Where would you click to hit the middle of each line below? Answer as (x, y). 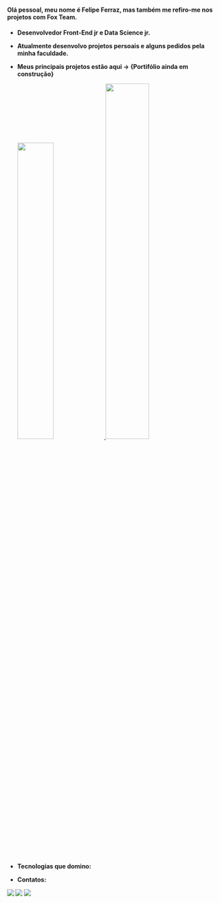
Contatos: (32, 880)
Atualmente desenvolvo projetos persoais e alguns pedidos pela (111, 46)
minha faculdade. (43, 53)
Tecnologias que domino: (54, 866)
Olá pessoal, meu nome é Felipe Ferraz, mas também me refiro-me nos (110, 10)
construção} (35, 74)
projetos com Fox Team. (42, 17)
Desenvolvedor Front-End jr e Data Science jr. (84, 33)
